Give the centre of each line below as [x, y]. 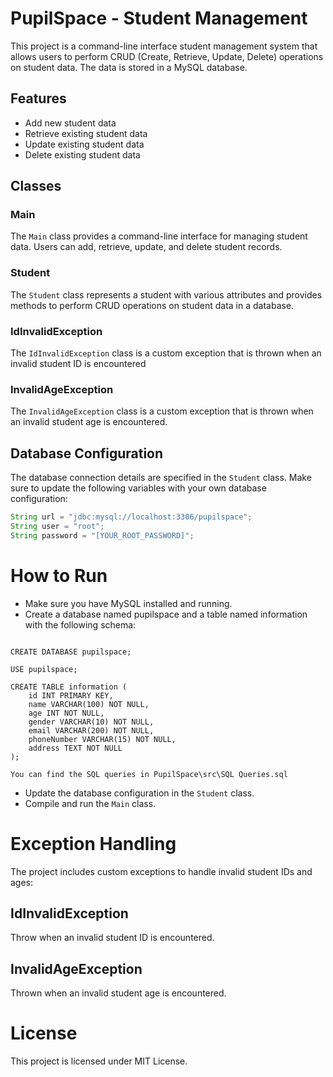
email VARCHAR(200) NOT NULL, [91, 730]
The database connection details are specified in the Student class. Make [161, 478]
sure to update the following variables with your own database [138, 488]
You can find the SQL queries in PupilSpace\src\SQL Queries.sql [149, 774]
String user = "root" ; [57, 527]
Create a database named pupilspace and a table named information [166, 614]
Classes [36, 186]
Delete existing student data [82, 154]
